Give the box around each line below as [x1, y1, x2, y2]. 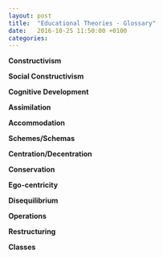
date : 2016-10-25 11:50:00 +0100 [8, 26, 128, 34]
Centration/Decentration [8, 149, 92, 159]
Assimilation [8, 103, 51, 112]
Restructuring [8, 227, 56, 236]
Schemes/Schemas [8, 134, 75, 143]
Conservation [8, 165, 55, 175]
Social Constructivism [8, 71, 84, 81]
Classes [8, 242, 36, 252]
